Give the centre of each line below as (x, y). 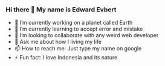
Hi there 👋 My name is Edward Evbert (61, 10)
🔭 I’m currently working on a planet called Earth (73, 23)
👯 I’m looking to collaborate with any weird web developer (86, 35)
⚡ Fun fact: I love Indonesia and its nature (66, 58)
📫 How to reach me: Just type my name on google (78, 49)
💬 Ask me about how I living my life (58, 42)
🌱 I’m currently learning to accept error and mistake (79, 29)
